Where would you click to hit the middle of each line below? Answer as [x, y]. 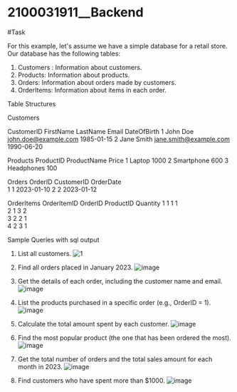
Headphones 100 [32, 167]
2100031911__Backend [75, 12]
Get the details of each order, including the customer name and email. [120, 281]
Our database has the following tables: [64, 53]
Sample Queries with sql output [53, 239]
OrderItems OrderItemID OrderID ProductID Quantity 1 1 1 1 [93, 203]
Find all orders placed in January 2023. [75, 267]
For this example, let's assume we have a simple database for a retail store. [117, 46]
